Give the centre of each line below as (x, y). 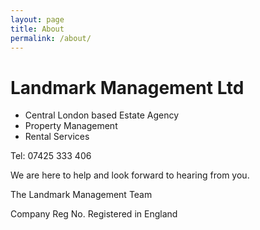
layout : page (37, 19)
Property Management (71, 126)
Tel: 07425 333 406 (51, 156)
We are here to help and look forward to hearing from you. (130, 175)
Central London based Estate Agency (102, 115)
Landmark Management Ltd (127, 87)
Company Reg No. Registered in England (94, 214)
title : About (37, 29)
